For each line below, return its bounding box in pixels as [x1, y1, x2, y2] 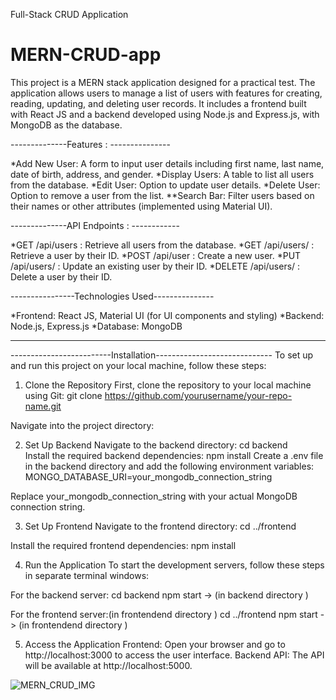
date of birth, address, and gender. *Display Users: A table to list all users [10, 168, 315, 180]
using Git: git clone [24, 389, 103, 401]
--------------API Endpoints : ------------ [10, 219, 180, 231]
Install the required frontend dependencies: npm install [10, 539, 237, 551]
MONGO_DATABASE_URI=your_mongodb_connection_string [24, 470, 273, 483]
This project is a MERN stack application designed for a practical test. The [10, 76, 316, 88]
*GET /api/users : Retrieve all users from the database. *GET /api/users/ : [10, 239, 315, 251]
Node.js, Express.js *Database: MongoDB [10, 320, 183, 332]
